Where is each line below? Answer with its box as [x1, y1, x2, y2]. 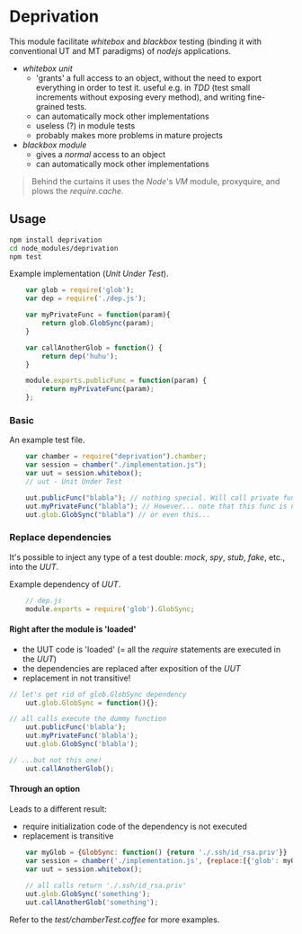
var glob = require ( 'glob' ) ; [25, 286, 135, 295]
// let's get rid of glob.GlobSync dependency [9, 689, 187, 698]
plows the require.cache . [31, 185, 124, 196]
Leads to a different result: [9, 803, 108, 814]
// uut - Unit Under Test [25, 476, 123, 486]
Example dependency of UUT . [9, 578, 121, 590]
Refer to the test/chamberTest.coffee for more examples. [9, 914, 220, 925]
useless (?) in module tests [35, 120, 136, 131]
